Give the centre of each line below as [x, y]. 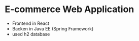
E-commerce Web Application [69, 9]
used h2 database [31, 34]
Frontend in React [30, 23]
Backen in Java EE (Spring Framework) [53, 28]
